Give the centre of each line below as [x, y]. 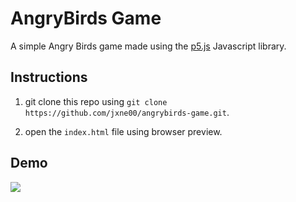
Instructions [49, 77]
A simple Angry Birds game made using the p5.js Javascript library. [148, 46]
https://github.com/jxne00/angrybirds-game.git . [127, 112]
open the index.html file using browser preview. [123, 131]
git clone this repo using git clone [96, 101]
